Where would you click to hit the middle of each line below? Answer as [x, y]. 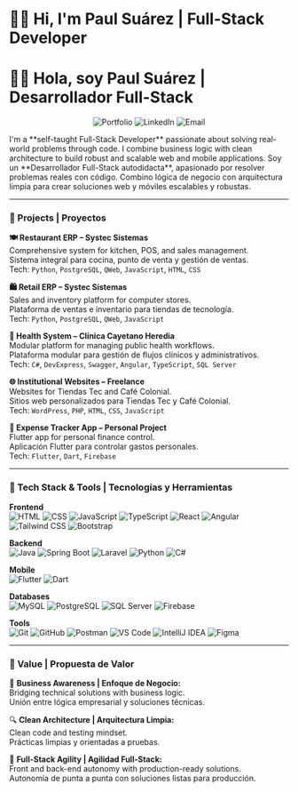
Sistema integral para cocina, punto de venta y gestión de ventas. [129, 260]
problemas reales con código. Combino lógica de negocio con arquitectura [146, 177]
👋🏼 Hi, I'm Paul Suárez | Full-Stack [137, 19]
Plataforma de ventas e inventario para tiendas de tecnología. [122, 309]
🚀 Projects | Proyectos [58, 218]
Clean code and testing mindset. [69, 732]
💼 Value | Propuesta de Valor [72, 664]
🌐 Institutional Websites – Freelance [77, 381]
